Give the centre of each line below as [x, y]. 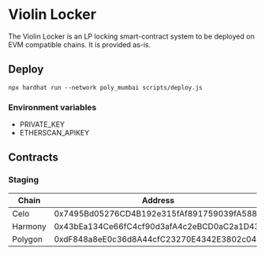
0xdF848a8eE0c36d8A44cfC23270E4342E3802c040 [158, 239]
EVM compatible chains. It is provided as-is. [80, 44]
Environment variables [52, 107]
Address [158, 200]
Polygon [28, 239]
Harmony [29, 226]
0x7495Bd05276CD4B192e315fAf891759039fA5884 [158, 213]
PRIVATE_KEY [42, 124]
